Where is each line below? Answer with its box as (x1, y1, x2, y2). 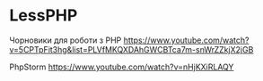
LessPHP (9, 5, 78, 26)
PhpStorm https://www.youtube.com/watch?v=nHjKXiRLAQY (9, 61, 234, 72)
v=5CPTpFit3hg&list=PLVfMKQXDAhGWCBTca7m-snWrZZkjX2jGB (9, 44, 254, 54)
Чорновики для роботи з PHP (9, 35, 122, 45)
